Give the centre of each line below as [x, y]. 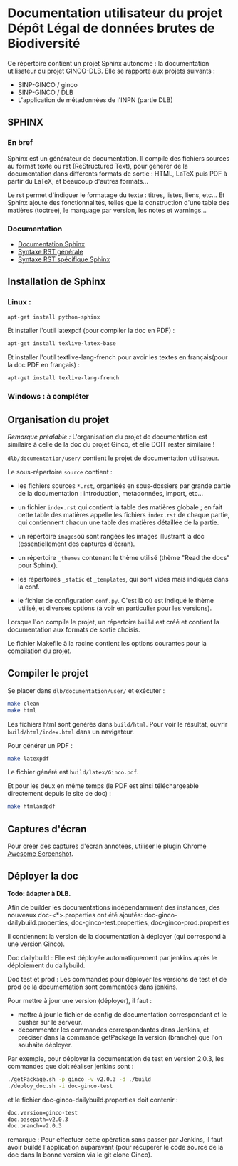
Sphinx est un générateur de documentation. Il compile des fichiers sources [119, 158]
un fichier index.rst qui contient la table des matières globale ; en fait [120, 507]
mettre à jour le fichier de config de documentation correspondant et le [122, 1014]
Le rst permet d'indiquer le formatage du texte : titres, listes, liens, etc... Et [116, 195]
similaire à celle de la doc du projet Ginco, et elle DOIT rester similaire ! [111, 444]
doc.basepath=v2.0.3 [38, 1120]
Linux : [19, 302]
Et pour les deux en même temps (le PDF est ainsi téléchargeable [103, 786]
